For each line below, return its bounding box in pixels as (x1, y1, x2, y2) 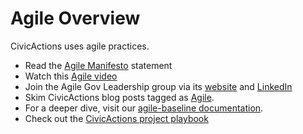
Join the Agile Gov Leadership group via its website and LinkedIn (24, 80, 293, 92)
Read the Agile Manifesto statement (24, 59, 173, 71)
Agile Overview (10, 7, 141, 30)
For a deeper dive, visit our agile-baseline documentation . (24, 102, 264, 114)
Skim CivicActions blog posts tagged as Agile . (24, 91, 215, 103)
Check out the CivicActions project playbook (24, 112, 209, 124)
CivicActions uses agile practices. (10, 40, 150, 52)
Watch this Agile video (24, 70, 118, 82)
